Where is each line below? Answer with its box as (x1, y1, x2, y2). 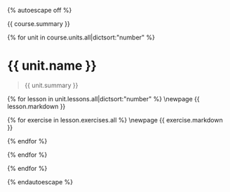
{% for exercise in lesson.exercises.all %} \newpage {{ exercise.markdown (7, 115, 223, 124)
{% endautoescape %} (7, 177, 74, 186)
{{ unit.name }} (7, 58, 97, 74)
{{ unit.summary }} (24, 81, 79, 89)
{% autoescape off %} (7, 6, 72, 14)
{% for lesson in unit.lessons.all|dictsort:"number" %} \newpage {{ (7, 94, 200, 103)
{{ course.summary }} (7, 20, 70, 27)
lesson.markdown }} (7, 102, 66, 110)
